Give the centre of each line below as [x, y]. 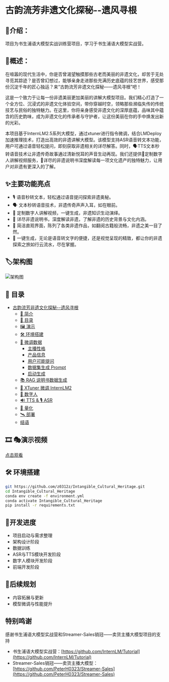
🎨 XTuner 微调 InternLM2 [46, 388]
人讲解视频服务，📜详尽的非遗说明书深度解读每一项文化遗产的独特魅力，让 [82, 160]
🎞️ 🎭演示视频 [26, 440]
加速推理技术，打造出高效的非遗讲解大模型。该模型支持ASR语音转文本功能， [84, 140]
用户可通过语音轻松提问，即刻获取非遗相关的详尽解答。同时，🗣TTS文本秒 [82, 146]
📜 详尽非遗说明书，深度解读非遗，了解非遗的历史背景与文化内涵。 [81, 219]
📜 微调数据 [31, 342]
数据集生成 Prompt [47, 367]
